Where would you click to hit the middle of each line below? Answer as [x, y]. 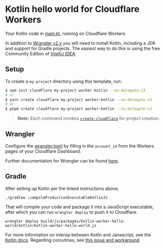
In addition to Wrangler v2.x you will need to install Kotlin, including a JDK [80, 43]
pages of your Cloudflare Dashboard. [43, 151]
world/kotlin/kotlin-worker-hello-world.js [51, 225]
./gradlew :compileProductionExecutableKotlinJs [56, 197]
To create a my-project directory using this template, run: [64, 81]
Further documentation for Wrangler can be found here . [62, 161]
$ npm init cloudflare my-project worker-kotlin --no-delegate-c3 [75, 90]
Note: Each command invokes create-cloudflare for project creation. [88, 118]
